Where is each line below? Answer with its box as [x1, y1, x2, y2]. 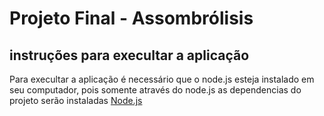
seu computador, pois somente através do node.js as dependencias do [9, 84, 302, 96]
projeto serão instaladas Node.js [9, 95, 143, 106]
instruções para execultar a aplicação [9, 47, 250, 64]
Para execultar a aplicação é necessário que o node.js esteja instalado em [9, 73, 315, 85]
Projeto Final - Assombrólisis [9, 7, 254, 30]
